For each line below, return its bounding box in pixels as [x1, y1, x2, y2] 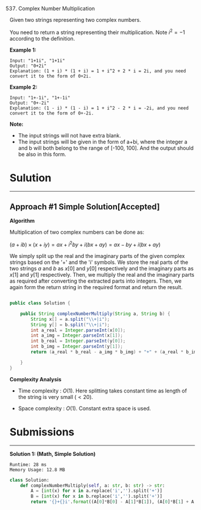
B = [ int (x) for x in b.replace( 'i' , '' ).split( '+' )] [31, 494, 163, 499]
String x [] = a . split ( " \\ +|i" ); [31, 316, 110, 322]
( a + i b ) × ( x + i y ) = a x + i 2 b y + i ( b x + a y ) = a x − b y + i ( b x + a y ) [9, 240, 161, 249]
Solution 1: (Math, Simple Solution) [9, 450, 96, 457]
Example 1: [9, 46, 37, 53]
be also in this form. [18, 150, 66, 157]
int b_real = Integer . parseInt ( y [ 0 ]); [31, 338, 126, 344]
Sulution [9, 171, 52, 184]
